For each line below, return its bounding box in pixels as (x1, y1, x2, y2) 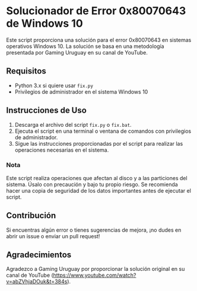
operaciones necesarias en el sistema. (14, 146, 109, 154)
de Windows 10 (6, 17, 83, 30)
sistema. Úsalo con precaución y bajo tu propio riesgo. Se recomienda (6, 181, 178, 188)
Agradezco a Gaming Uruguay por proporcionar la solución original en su (6, 266, 185, 273)
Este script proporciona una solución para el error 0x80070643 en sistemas (6, 36, 192, 43)
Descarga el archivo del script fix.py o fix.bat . (14, 121, 132, 128)
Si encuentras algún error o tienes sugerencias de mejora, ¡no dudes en (6, 226, 182, 234)
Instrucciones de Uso (6, 105, 87, 116)
